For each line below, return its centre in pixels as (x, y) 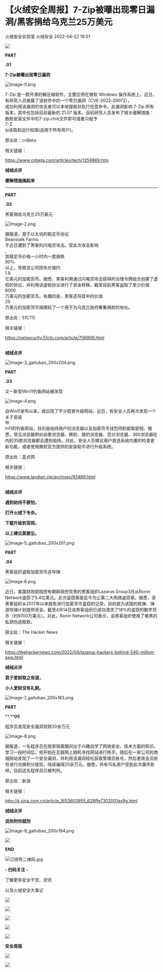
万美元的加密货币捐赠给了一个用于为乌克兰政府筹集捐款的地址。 (69, 307)
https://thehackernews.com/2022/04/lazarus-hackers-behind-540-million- (80, 652)
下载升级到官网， (22, 523)
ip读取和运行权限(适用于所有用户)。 (41, 130)
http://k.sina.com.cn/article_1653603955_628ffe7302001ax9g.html (71, 801)
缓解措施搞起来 (20, 181)
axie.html (14, 657)
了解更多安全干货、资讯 (28, 880)
